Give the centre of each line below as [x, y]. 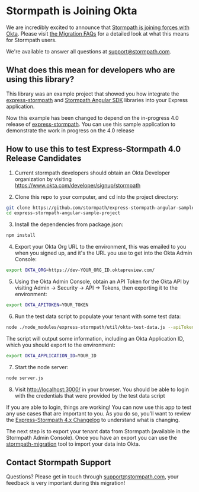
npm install [21, 236]
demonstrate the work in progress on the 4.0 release [70, 130]
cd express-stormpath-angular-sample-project [63, 213]
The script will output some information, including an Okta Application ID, [95, 338]
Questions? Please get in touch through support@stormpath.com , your [92, 477]
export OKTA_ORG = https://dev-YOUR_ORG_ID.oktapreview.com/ [81, 270]
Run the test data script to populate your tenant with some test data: [98, 316]
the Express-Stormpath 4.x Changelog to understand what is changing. [93, 420]
